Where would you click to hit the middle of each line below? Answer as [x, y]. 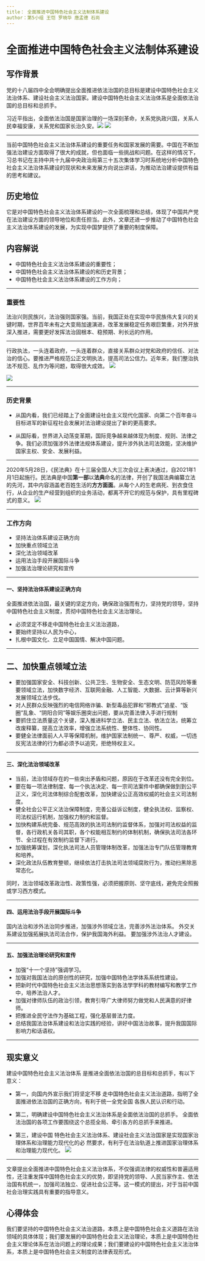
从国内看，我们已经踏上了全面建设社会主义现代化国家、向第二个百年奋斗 [106, 415]
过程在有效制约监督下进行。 [66, 840]
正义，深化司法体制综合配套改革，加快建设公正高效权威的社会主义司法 [103, 794]
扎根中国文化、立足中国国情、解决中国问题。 [71, 640]
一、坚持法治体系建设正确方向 [44, 589]
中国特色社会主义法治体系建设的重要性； [66, 264]
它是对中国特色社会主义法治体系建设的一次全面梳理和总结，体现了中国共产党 [103, 212]
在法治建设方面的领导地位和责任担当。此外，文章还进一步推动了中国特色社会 [103, 220]
